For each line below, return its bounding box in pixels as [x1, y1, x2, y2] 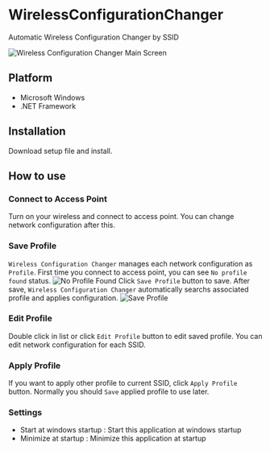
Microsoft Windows [19, 93, 85, 102]
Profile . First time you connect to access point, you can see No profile [8, 267, 247, 277]
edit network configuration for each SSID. [8, 340, 147, 350]
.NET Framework [19, 101, 77, 110]
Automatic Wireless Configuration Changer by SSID [8, 32, 180, 42]
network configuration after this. [8, 220, 115, 230]
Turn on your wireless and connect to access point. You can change [8, 212, 235, 221]
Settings [8, 407, 43, 418]
